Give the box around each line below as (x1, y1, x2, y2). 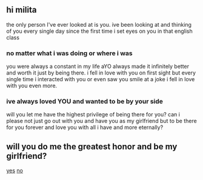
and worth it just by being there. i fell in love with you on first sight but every (6, 69, 196, 76)
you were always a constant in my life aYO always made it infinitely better (6, 63, 190, 70)
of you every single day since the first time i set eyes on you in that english (6, 27, 193, 35)
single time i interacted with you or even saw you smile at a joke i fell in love (6, 76, 195, 83)
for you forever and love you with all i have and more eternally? (6, 124, 164, 131)
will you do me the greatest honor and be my (6, 141, 178, 152)
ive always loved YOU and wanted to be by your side (6, 97, 164, 105)
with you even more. (6, 82, 58, 90)
